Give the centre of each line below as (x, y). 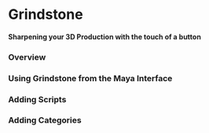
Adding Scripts (37, 99)
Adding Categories (45, 120)
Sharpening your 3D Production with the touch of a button (105, 36)
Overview (27, 57)
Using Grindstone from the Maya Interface (90, 78)
